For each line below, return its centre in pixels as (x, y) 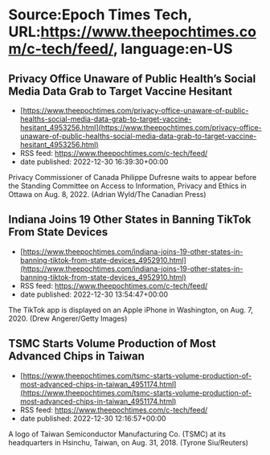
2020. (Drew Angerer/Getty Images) (68, 318)
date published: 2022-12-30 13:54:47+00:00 (94, 294)
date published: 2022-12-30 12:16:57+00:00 (93, 418)
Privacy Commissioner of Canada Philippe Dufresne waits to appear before (133, 177)
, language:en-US (173, 49)
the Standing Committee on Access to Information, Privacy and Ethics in (127, 186)
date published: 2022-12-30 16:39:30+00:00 (94, 162)
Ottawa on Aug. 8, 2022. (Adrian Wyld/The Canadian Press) (107, 194)
